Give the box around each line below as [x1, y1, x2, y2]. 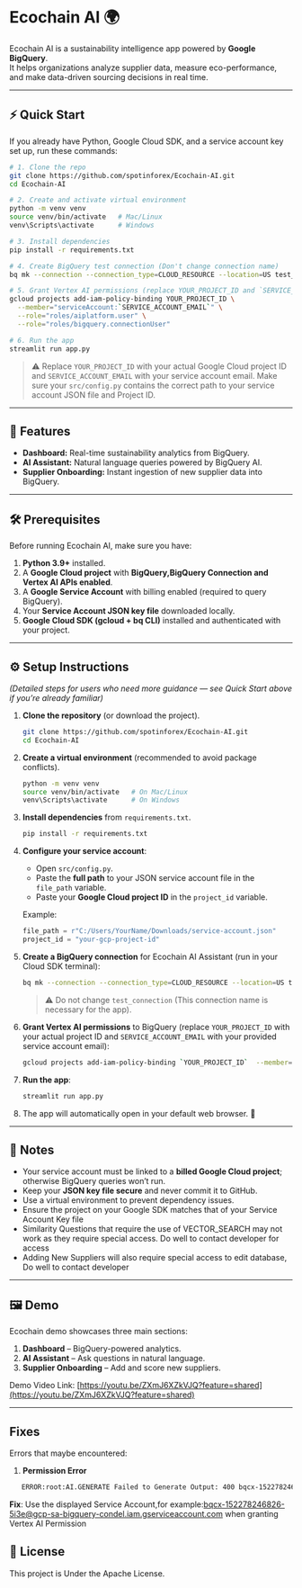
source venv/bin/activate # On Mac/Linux [22, 787, 189, 796]
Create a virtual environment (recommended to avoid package [22, 752, 258, 763]
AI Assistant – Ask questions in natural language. [22, 1353, 206, 1364]
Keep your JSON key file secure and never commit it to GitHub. [22, 1185, 258, 1197]
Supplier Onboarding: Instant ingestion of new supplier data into [22, 467, 263, 478]
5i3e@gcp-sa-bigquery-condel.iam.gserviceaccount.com [9, 1508, 223, 1519]
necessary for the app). [44, 1004, 132, 1015]
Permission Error [22, 1466, 87, 1476]
